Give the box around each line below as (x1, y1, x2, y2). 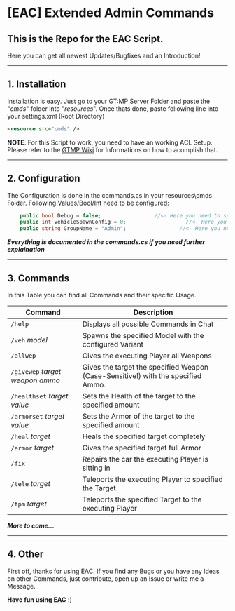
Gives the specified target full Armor (82, 443, 201, 452)
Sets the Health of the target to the (82, 391, 196, 401)
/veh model (10, 335, 48, 344)
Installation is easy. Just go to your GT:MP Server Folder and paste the (7, 97, 211, 105)
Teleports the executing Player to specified (82, 474, 223, 484)
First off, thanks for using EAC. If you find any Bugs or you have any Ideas (7, 567, 220, 575)
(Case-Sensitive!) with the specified (82, 370, 202, 380)
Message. (7, 582, 36, 590)
